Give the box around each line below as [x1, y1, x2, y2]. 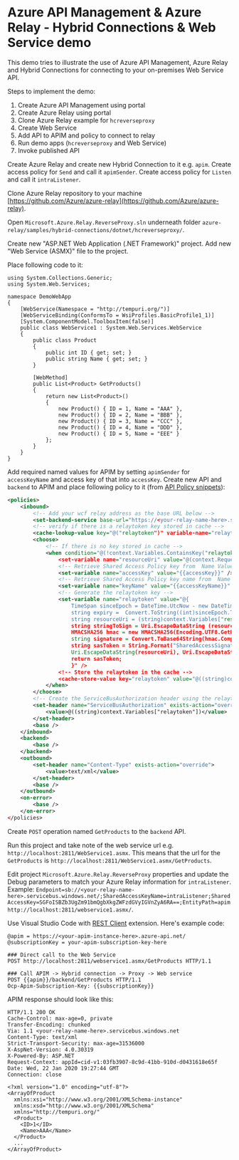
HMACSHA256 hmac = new [70, 629, 139, 636]
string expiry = [70, 609, 119, 616]
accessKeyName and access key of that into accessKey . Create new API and [7, 475, 222, 484]
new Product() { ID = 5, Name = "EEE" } [58, 430, 180, 437]
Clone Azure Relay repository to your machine [7, 189, 142, 197]
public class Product [33, 336, 97, 344]
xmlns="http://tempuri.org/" [14, 1108, 100, 1115]
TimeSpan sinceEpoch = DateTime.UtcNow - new [70, 602, 208, 610]
